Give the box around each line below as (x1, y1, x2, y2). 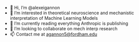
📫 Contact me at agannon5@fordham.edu (9, 31, 98, 37)
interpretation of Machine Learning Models (9, 15, 98, 21)
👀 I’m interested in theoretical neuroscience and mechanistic (9, 10, 135, 16)
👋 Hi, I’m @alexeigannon (9, 5, 60, 10)
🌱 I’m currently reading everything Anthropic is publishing (9, 20, 129, 26)
